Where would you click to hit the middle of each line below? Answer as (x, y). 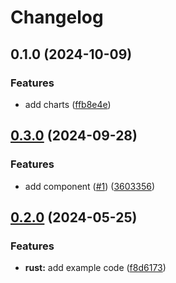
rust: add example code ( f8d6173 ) (95, 268)
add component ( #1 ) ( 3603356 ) (89, 186)
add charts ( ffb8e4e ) (68, 104)
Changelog (57, 17)
